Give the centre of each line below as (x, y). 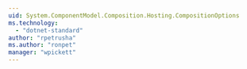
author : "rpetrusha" (42, 38)
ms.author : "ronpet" (42, 45)
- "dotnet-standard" (49, 30)
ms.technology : (33, 23)
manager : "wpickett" (42, 52)
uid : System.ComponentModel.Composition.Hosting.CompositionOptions (124, 15)
